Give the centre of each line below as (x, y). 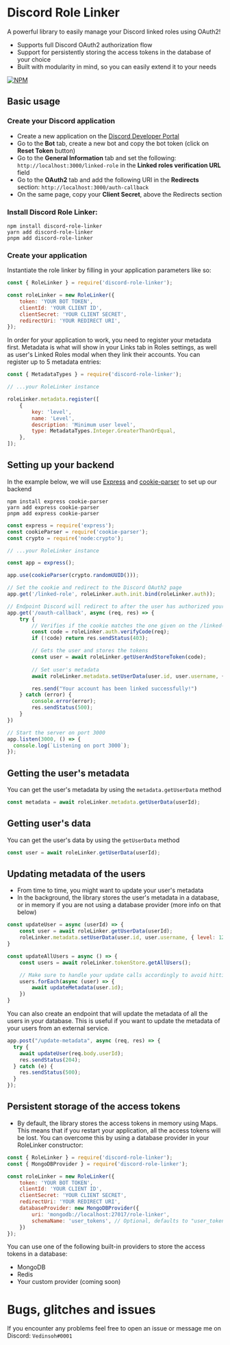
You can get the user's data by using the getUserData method (93, 840)
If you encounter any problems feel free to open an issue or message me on (114, 1329)
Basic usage (34, 102)
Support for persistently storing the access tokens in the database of (114, 52)
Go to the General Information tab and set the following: (97, 158)
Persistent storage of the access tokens (94, 1107)
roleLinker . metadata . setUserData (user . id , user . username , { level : (117, 938)
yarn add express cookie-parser (53, 507)
